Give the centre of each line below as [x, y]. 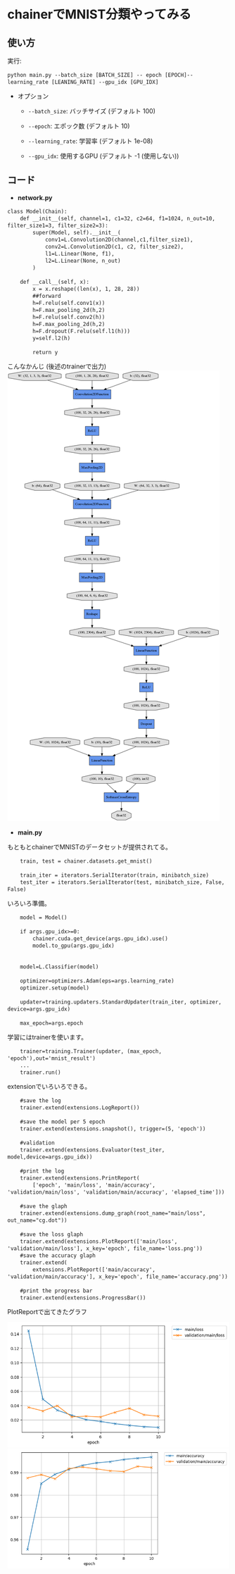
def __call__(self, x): [55, 282]
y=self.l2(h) [52, 338]
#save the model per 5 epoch [63, 1122]
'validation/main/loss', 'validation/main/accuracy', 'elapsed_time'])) [116, 1192]
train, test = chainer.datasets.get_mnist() [86, 861]
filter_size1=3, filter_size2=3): [58, 225]
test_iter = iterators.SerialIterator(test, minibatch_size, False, [122, 882]
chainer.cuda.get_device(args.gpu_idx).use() [101, 938]
